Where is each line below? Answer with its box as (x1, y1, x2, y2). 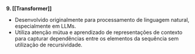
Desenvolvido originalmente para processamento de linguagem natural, (14, 16, 190, 23)
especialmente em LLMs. (14, 23, 76, 29)
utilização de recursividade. (14, 41, 83, 48)
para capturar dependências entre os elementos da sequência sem (14, 35, 179, 42)
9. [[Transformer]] (6, 5, 52, 12)
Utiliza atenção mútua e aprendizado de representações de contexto (14, 29, 183, 36)
